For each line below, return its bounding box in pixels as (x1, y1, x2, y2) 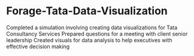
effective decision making (6, 43, 70, 50)
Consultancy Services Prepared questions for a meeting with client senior (6, 30, 188, 37)
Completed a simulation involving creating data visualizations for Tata (6, 24, 178, 31)
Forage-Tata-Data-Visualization (6, 4, 168, 18)
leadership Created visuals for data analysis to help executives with (6, 36, 172, 43)
